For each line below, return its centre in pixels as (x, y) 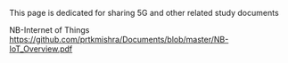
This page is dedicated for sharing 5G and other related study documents (144, 13)
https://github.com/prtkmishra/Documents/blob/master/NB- (119, 39)
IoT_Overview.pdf (41, 49)
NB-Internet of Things (49, 30)
